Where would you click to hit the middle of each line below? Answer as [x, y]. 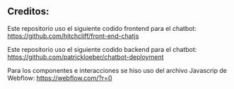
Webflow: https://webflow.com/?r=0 [60, 78]
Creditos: [28, 12]
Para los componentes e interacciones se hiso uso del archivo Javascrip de [117, 70]
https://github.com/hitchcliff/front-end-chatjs [73, 36]
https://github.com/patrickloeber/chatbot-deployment [86, 57]
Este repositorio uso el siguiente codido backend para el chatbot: [102, 49]
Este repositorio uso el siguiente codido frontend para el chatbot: [102, 28]
